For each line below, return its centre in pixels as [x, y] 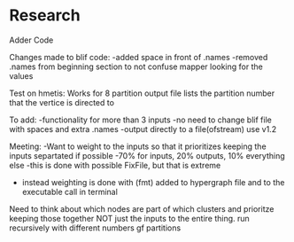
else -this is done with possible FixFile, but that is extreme [115, 165]
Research [45, 16]
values [21, 75]
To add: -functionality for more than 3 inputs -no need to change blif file [140, 120]
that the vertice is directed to [62, 102]
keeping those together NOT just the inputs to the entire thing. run [129, 218]
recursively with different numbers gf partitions [95, 228]
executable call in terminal [70, 191]
